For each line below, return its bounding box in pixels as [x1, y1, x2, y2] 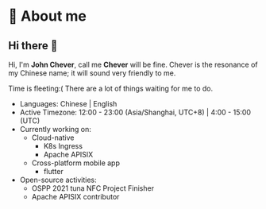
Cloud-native [31, 133, 75, 142]
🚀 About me [8, 7, 87, 25]
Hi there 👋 [8, 39, 58, 52]
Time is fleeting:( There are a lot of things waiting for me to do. [8, 83, 213, 93]
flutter [43, 167, 64, 176]
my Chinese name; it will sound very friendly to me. [8, 68, 176, 78]
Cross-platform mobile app [31, 158, 121, 168]
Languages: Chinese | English [19, 99, 118, 108]
